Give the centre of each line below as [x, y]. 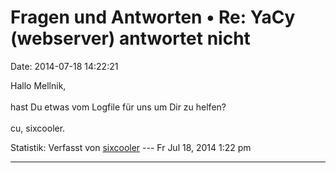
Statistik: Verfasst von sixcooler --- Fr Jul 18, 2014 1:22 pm [131, 147]
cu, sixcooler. [38, 128]
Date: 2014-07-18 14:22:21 [64, 66]
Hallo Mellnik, [38, 85]
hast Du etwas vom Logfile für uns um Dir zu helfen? [118, 107]
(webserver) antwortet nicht [130, 38]
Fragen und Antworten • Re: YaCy [153, 17]
